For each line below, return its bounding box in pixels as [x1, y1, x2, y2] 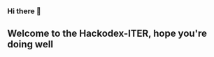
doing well [7, 38, 54, 51]
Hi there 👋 [7, 6, 42, 16]
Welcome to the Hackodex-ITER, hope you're [7, 28, 208, 40]
